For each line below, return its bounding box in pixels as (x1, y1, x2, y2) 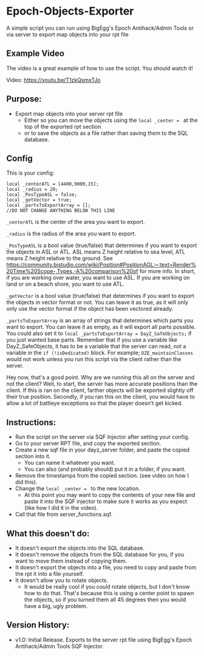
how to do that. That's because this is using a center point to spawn (24, 590, 194, 597)
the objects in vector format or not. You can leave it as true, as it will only (6, 299, 189, 306)
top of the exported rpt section (24, 123, 101, 130)
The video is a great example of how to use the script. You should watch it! (6, 64, 193, 72)
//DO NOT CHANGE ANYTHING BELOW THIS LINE (6, 208, 115, 214)
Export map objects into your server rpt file (15, 110, 123, 117)
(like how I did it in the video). (24, 504, 98, 512)
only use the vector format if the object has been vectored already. (6, 305, 174, 313)
